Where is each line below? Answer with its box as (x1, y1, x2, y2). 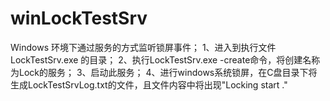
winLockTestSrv (10, 7, 148, 30)
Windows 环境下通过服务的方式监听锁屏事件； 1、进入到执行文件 (10, 41, 277, 53)
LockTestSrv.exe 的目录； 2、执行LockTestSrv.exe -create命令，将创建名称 (10, 53, 321, 66)
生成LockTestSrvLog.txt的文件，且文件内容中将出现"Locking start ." (10, 78, 288, 91)
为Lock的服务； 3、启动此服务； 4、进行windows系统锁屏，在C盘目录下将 (10, 66, 318, 78)
